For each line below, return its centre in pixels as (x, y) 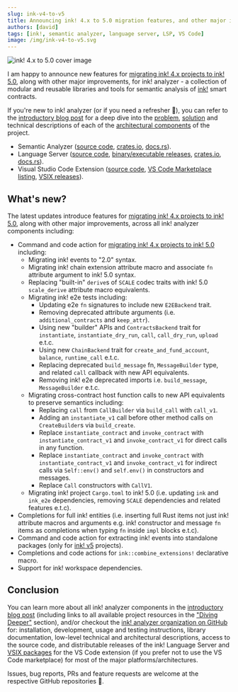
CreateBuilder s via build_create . (87, 425)
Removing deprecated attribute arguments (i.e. (107, 312)
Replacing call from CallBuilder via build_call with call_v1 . (128, 410)
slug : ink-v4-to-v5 (36, 14)
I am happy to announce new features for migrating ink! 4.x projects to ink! (116, 74)
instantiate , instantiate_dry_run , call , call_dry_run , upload (128, 335)
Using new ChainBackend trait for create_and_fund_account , (124, 350)
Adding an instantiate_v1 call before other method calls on (126, 417)
